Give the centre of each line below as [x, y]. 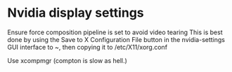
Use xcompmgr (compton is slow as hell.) [67, 60]
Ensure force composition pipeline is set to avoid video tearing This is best [115, 32]
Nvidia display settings [76, 13]
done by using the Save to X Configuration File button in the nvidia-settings [116, 39]
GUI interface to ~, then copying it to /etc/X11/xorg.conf [87, 47]
